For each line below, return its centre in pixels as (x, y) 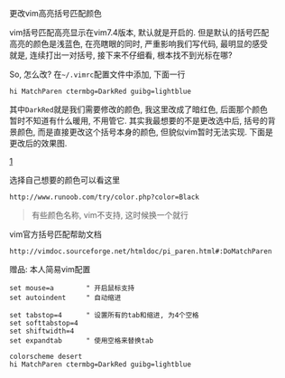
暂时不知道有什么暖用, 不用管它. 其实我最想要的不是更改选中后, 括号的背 (142, 121)
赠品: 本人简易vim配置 (50, 269)
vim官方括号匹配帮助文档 (55, 234)
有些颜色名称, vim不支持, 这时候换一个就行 (110, 215)
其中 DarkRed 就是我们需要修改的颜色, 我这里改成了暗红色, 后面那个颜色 (139, 109)
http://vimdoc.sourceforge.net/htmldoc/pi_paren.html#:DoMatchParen (141, 251)
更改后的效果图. (38, 143)
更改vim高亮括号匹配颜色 (55, 13)
